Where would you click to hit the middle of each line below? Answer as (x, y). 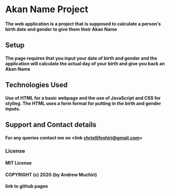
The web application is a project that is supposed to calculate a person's (83, 23)
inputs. (13, 108)
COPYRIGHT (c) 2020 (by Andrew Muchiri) (51, 175)
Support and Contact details (51, 125)
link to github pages (27, 186)
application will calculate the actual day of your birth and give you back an (85, 63)
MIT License (19, 163)
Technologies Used (36, 85)
